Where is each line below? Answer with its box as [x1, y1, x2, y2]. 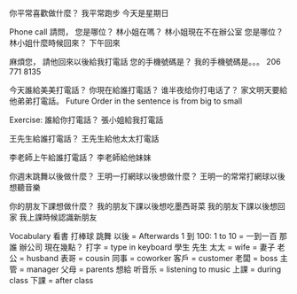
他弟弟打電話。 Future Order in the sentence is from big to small [9, 96, 243, 106]
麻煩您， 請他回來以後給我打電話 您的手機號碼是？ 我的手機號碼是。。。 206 [9, 57, 281, 66]
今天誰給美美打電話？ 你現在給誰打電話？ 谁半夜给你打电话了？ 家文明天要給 [9, 85, 288, 95]
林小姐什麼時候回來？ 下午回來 [9, 38, 121, 48]
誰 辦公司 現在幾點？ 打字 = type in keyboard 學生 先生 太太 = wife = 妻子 [9, 242, 276, 252]
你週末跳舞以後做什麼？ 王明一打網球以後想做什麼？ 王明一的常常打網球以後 [9, 171, 285, 182]
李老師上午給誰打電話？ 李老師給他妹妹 [9, 152, 152, 162]
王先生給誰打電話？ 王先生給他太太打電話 [9, 134, 160, 143]
